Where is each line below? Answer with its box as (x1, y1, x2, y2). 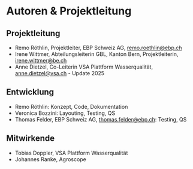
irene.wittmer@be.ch (14, 57, 67, 64)
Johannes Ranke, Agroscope (14, 155, 87, 163)
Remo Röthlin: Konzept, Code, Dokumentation (14, 103, 128, 110)
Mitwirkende (6, 134, 55, 144)
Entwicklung (6, 87, 55, 97)
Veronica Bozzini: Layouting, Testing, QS (14, 109, 116, 117)
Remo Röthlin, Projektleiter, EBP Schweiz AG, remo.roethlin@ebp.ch (14, 44, 182, 51)
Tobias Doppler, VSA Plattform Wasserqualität (14, 149, 128, 156)
